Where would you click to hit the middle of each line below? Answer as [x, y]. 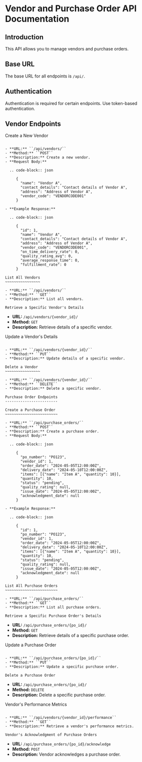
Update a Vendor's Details [31, 337]
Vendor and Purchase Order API [71, 9]
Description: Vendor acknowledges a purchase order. [66, 754]
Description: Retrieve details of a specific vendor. [62, 327]
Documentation [37, 19]
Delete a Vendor [21, 367]
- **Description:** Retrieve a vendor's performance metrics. [70, 726]
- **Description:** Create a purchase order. [52, 432]
